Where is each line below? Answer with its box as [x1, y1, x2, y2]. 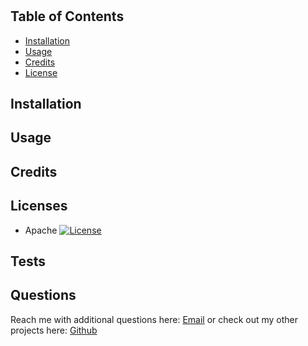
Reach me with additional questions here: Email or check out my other [10, 313, 299, 325]
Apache [24, 224, 58, 236]
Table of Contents [10, 8, 125, 25]
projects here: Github [10, 324, 98, 336]
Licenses [10, 198, 68, 215]
